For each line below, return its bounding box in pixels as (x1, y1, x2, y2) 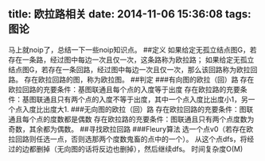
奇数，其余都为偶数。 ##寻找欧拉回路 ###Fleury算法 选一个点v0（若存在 (8, 124, 247, 133)
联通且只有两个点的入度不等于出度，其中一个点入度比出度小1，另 (35, 94, 248, 104)
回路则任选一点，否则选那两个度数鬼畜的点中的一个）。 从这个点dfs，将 (14, 134, 247, 144)
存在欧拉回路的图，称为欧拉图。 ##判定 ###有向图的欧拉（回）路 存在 (23, 75, 255, 84)
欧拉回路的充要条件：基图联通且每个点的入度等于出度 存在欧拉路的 (8, 84, 227, 94)
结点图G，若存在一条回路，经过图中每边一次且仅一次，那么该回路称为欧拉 (8, 64, 251, 74)
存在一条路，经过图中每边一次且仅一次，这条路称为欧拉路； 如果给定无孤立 (8, 55, 255, 64)
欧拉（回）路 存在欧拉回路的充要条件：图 (111, 104, 247, 113)
